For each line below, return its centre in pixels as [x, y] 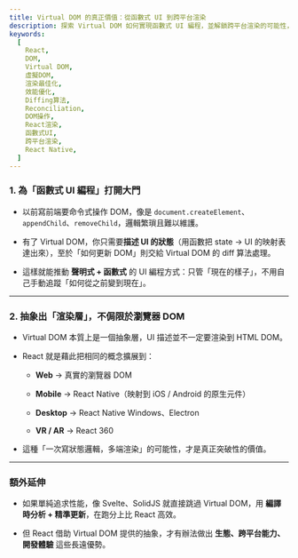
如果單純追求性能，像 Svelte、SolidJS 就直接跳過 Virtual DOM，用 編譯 [152, 504]
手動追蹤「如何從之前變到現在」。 [90, 283]
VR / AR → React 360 [74, 431]
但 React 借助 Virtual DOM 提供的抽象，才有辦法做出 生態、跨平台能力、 [153, 533]
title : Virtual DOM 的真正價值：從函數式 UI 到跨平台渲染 [108, 17]
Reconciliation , [55, 108]
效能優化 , [40, 92]
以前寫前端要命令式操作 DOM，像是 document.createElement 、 [136, 211]
